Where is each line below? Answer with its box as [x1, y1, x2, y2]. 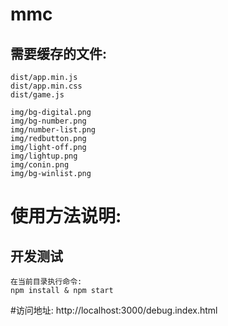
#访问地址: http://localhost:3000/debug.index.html [10, 304, 218, 316]
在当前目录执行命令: [10, 277, 83, 287]
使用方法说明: [10, 205, 122, 228]
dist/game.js [10, 90, 65, 100]
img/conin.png [10, 160, 70, 170]
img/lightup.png [10, 151, 78, 161]
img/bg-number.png [10, 116, 87, 126]
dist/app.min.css [10, 81, 83, 91]
